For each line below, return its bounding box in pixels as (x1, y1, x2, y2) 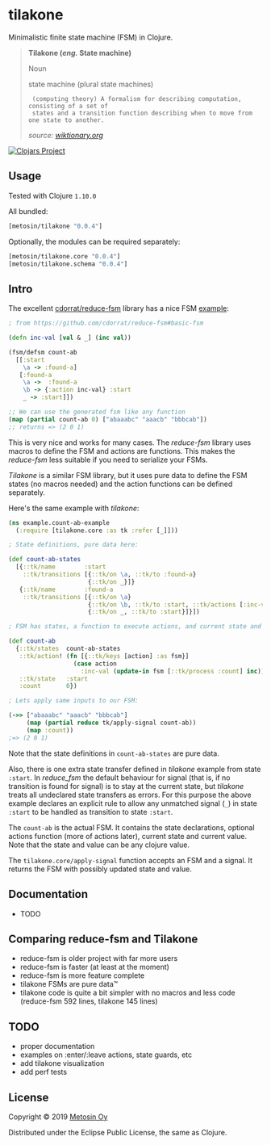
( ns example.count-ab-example (8, 518, 110, 526)
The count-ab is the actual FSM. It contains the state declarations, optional (8, 822, 256, 833)
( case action (73, 660, 117, 668)
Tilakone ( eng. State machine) (27, 48, 131, 57)
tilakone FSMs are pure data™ (19, 979, 119, 989)
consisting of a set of (27, 102, 109, 110)
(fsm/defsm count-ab (8, 348, 78, 356)
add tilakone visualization (19, 1059, 105, 1068)
